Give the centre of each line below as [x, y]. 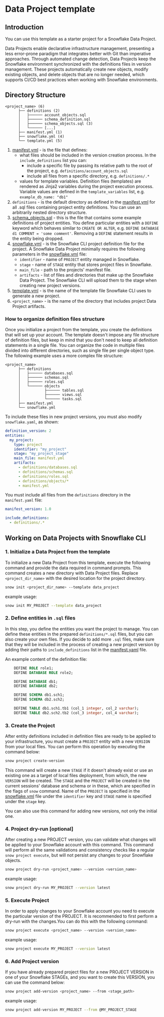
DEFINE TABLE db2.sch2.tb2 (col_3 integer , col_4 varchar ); [76, 713]
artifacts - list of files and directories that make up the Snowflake [86, 275]
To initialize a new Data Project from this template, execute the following [78, 562]
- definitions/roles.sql [43, 476]
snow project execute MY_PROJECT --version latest [58, 949]
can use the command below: [35, 983]
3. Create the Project [30, 726]
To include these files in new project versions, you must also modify [73, 417]
